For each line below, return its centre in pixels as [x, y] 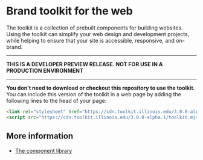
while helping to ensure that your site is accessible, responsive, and [91, 40]
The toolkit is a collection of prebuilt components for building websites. [95, 28]
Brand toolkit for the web [69, 11]
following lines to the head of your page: [56, 100]
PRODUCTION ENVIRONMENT [45, 70]
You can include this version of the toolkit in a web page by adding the [94, 94]
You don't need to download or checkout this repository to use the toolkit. [101, 88]
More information [40, 136]
